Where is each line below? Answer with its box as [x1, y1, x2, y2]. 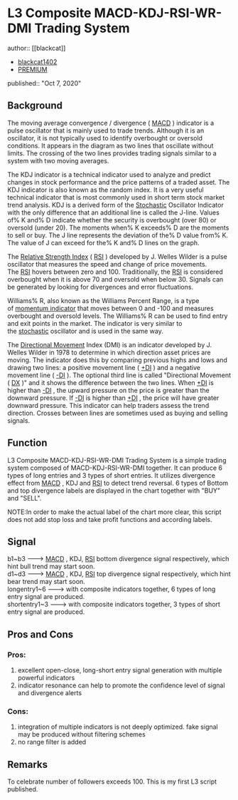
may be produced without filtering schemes [17, 730, 146, 739]
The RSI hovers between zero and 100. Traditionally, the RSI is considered [7, 267, 224, 276]
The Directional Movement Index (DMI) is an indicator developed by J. [7, 340, 212, 349]
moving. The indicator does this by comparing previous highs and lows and [7, 355, 227, 364]
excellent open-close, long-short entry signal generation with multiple [17, 666, 222, 675]
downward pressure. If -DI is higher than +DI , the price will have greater [7, 394, 220, 402]
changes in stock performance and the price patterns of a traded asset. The [7, 178, 230, 186]
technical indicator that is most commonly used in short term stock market [7, 193, 225, 201]
